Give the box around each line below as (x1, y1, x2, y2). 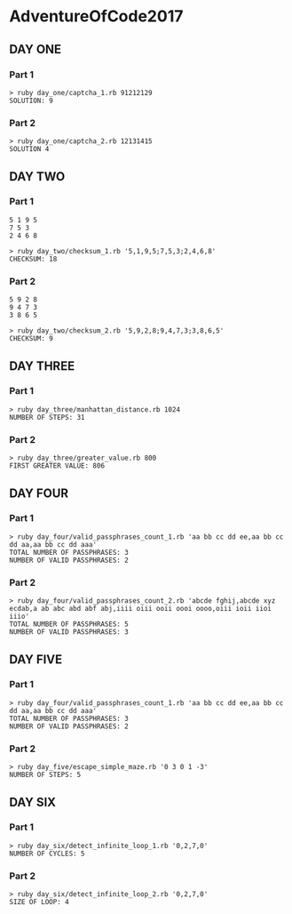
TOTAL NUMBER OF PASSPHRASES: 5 (9, 620, 129, 629)
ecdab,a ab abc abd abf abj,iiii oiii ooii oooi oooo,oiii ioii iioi (9, 605, 272, 613)
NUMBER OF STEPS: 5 (9, 771, 82, 780)
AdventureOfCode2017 (9, 6, 184, 27)
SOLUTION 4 (9, 145, 50, 154)
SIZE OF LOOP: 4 (9, 898, 69, 907)
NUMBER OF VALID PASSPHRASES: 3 (9, 628, 129, 637)
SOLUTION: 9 (9, 96, 53, 105)
